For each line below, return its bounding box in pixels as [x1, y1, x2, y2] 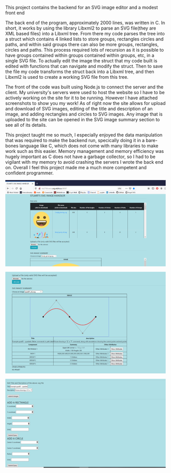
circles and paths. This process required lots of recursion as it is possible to [5, 47, 164, 53]
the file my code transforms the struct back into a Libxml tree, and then [5, 69, 154, 75]
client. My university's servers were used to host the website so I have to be [5, 89, 165, 95]
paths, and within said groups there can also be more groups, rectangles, [5, 41, 159, 48]
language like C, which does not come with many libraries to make [19, 143, 159, 149]
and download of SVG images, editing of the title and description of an [5, 106, 153, 111]
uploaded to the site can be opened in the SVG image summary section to [5, 117, 160, 122]
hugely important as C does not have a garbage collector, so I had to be [5, 153, 156, 160]
